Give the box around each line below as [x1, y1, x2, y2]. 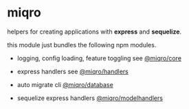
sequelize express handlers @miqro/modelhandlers [16, 94, 164, 102]
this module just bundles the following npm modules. [7, 40, 157, 49]
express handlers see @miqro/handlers [16, 67, 129, 75]
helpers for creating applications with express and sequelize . [7, 27, 182, 36]
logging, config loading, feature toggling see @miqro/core [16, 53, 182, 62]
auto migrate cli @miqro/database [16, 80, 113, 88]
